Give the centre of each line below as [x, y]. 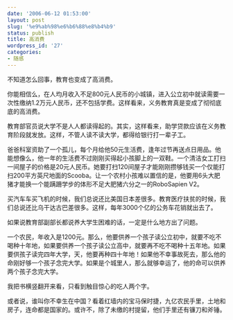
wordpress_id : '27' [35, 46]
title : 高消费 [26, 39]
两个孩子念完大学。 [35, 272]
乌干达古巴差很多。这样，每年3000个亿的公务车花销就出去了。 [127, 207]
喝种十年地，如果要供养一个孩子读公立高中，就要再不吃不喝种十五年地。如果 [116, 245]
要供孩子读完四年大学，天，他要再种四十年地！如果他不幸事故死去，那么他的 [116, 254]
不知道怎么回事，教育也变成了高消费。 [62, 79]
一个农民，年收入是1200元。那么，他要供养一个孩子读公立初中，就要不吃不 [114, 237]
